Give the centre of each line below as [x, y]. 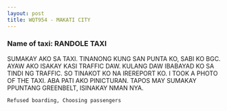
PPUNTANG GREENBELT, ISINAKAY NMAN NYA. [76, 88]
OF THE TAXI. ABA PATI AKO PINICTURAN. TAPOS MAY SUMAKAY [102, 80]
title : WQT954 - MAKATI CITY [49, 20]
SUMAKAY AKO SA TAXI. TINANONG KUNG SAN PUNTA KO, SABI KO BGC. [114, 58]
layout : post [26, 13]
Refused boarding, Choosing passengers [64, 100]
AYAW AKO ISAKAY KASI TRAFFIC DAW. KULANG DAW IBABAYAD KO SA [111, 66]
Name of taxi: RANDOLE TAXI [57, 44]
